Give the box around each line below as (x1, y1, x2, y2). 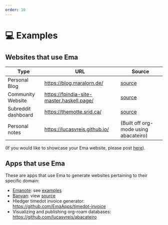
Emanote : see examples (12, 187, 62, 193)
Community (7, 90, 35, 97)
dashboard (7, 111, 33, 118)
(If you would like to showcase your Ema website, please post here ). (5, 144, 145, 150)
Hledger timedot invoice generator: (12, 198, 85, 204)
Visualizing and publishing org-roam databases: (12, 208, 111, 215)
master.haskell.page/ (44, 97, 94, 104)
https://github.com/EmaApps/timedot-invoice (12, 203, 106, 209)
